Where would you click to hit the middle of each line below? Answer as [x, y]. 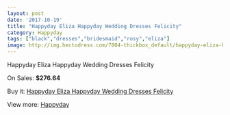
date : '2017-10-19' [35, 20]
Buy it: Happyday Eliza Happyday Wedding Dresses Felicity [90, 91]
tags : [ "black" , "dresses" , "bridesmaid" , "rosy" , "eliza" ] [88, 39]
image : [16, 45]
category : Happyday [35, 33]
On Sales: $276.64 [34, 78]
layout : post [26, 13]
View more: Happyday [38, 104]
